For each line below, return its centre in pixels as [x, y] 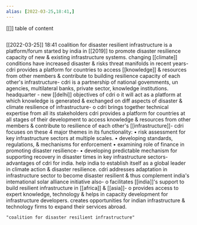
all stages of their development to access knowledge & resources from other [98, 119]
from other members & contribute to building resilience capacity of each [93, 76]
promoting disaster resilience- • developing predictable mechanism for [92, 151]
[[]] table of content [30, 28]
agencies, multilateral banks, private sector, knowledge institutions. [87, 88]
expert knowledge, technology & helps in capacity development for [87, 194]
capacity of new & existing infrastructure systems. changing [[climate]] [92, 57]
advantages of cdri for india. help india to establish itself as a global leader [96, 163]
